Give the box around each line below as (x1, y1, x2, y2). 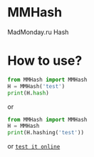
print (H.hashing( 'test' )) (7, 129, 84, 136)
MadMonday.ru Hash (7, 28, 69, 36)
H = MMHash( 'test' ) (7, 82, 66, 90)
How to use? (7, 53, 83, 69)
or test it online (7, 142, 61, 151)
